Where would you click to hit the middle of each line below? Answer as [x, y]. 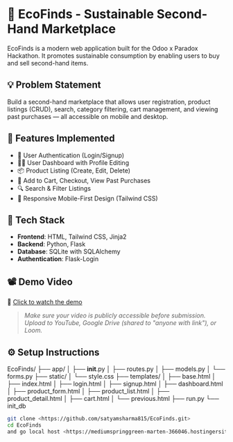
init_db [17, 406]
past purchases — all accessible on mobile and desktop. [88, 116]
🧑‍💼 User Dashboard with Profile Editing [73, 162]
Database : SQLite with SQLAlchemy [69, 252]
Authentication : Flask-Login [58, 259]
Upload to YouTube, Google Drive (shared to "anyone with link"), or [120, 323]
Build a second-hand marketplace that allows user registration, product [109, 102]
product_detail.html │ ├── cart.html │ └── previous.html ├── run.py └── [113, 398]
